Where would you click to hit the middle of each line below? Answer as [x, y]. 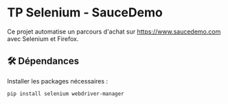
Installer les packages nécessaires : [58, 81]
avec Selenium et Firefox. [43, 38]
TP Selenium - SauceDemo [85, 13]
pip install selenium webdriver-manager [66, 94]
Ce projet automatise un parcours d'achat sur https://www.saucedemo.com [114, 31]
